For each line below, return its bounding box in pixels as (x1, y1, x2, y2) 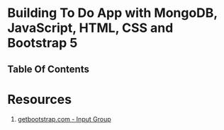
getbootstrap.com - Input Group (17, 114, 111, 123)
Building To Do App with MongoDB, (7, 5, 218, 21)
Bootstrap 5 (7, 35, 78, 51)
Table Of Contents (7, 63, 90, 75)
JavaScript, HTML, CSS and (7, 20, 174, 36)
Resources (7, 91, 72, 107)
